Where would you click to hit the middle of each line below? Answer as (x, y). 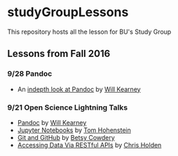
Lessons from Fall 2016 (59, 54)
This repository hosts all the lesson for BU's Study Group (89, 32)
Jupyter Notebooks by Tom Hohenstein (74, 130)
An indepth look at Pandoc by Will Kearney (79, 89)
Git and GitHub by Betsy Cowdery (66, 137)
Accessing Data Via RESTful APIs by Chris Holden (89, 145)
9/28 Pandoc (30, 74)
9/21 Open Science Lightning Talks (68, 108)
